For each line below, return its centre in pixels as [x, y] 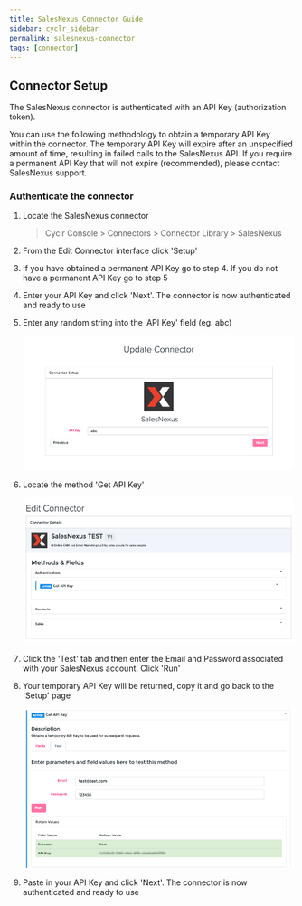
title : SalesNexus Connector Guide [76, 19]
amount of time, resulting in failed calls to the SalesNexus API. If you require [151, 154]
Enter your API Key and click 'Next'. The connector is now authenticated [156, 296]
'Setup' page [46, 695]
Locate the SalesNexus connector [85, 216]
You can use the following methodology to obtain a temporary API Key [140, 135]
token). [23, 117]
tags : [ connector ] [44, 48]
